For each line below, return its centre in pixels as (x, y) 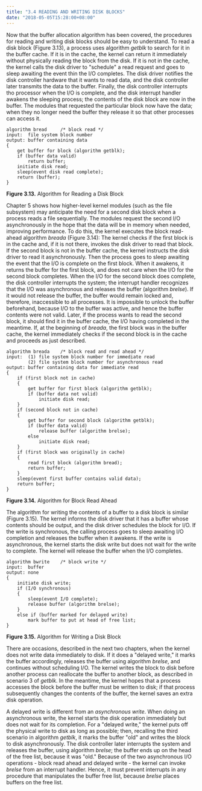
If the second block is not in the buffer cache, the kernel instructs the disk (98, 250)
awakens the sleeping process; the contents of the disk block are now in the (101, 99)
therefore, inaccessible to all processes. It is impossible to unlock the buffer (100, 302)
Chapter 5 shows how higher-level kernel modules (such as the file (90, 205)
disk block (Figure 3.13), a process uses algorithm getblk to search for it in (98, 48)
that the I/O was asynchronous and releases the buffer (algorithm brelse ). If (100, 289)
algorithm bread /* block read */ (55, 130)
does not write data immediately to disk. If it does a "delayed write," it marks (101, 655)
